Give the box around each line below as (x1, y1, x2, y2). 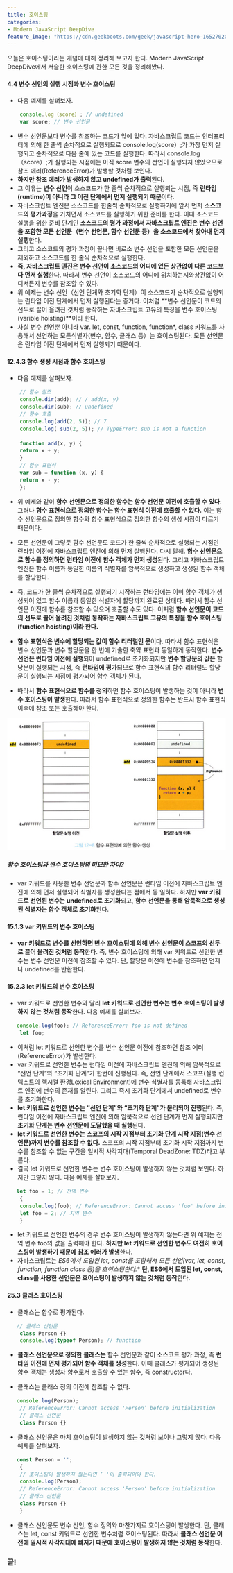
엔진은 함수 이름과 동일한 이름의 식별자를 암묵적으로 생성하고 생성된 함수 (17, 564, 212, 572)
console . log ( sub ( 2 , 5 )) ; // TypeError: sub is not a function (19, 425, 207, 432)
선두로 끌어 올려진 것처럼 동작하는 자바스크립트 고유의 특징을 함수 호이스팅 (24, 613, 222, 622)
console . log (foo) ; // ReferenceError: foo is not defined (16, 1022, 188, 1030)
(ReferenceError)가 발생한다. (17, 1052, 97, 1060)
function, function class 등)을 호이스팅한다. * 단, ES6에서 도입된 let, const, (17, 1265, 223, 1273)
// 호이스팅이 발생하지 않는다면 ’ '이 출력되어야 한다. (19, 1471, 157, 1478)
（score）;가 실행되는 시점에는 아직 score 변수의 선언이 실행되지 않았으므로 (17, 158, 223, 167)
